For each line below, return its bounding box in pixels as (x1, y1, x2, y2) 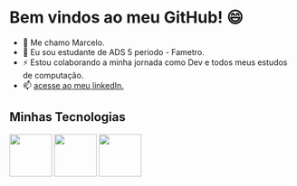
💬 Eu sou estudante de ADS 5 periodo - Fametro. (22, 46, 206, 57)
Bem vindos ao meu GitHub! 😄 (9, 7, 244, 28)
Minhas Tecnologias (9, 109, 127, 125)
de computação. (22, 70, 84, 80)
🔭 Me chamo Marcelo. (22, 37, 105, 48)
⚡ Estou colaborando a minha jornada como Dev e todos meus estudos (22, 57, 288, 68)
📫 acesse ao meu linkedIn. (22, 79, 124, 90)
